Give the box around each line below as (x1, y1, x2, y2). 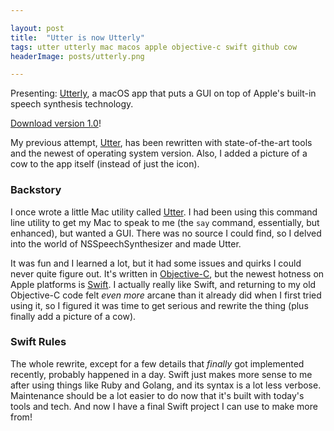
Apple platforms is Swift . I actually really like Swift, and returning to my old (10, 278, 317, 290)
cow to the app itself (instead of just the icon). (10, 158, 200, 170)
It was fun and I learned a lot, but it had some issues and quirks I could (10, 257, 302, 269)
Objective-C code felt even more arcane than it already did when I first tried (10, 289, 322, 301)
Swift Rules (10, 335, 67, 349)
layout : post (10, 23, 65, 33)
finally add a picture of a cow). (10, 310, 137, 322)
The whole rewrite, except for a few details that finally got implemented (10, 357, 305, 370)
